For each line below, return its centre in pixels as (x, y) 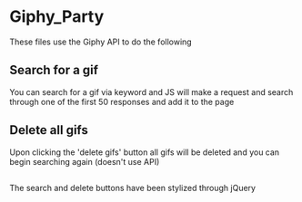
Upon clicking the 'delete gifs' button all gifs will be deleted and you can (145, 152)
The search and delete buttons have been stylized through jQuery (133, 188)
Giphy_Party (57, 17)
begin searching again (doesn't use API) (85, 161)
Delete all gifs (49, 130)
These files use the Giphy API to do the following (101, 42)
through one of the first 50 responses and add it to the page (122, 101)
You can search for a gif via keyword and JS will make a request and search (151, 91)
